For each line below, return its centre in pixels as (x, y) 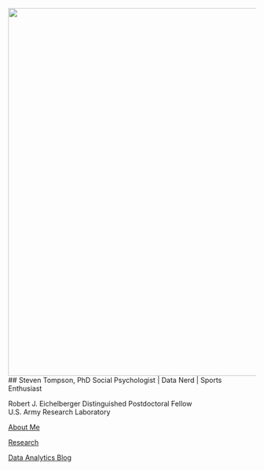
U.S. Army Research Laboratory (59, 412)
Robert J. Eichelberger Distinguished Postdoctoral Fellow (100, 404)
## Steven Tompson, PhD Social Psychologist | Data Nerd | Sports (115, 380)
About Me (24, 427)
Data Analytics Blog (40, 457)
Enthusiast (25, 388)
